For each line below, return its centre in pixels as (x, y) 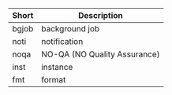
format (53, 80)
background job (70, 29)
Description (101, 15)
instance (57, 67)
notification (62, 41)
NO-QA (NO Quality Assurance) (100, 54)
